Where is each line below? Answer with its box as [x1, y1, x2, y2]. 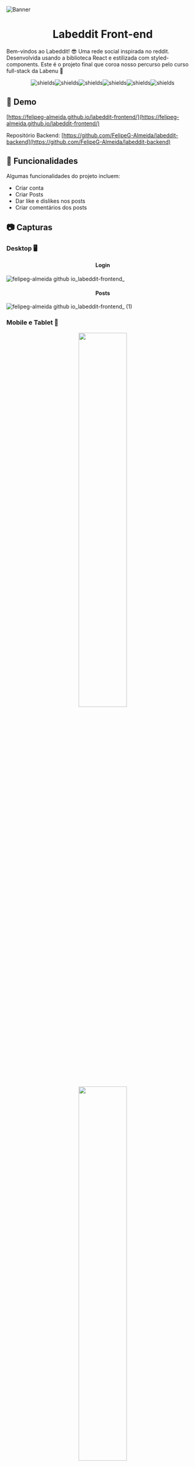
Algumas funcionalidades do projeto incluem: [6, 172, 120, 179]
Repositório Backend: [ [6, 131, 64, 139]
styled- [150, 54, 169, 61]
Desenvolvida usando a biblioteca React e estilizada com [6, 54, 150, 61]
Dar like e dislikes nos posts [15, 197, 86, 204]
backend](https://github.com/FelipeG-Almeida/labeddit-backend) [6, 138, 171, 146]
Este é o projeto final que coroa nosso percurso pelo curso [40, 60, 189, 68]
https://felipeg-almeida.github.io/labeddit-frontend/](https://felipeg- [8, 113, 180, 120]
